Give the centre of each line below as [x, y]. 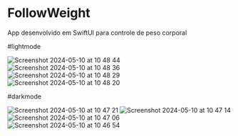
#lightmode [24, 46]
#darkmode [24, 96]
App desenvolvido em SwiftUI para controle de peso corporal [97, 33]
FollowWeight [49, 13]
